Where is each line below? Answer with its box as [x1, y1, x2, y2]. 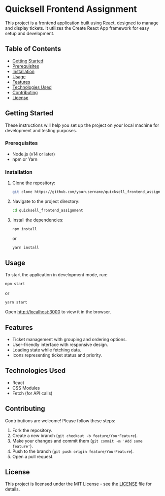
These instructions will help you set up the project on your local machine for [5, 122, 159, 128]
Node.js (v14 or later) [12, 151, 55, 157]
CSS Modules [12, 385, 40, 391]
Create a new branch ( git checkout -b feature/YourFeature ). [12, 432, 138, 439]
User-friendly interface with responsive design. [12, 342, 108, 347]
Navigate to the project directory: [12, 198, 80, 204]
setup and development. [5, 30, 55, 36]
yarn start [5, 300, 28, 305]
